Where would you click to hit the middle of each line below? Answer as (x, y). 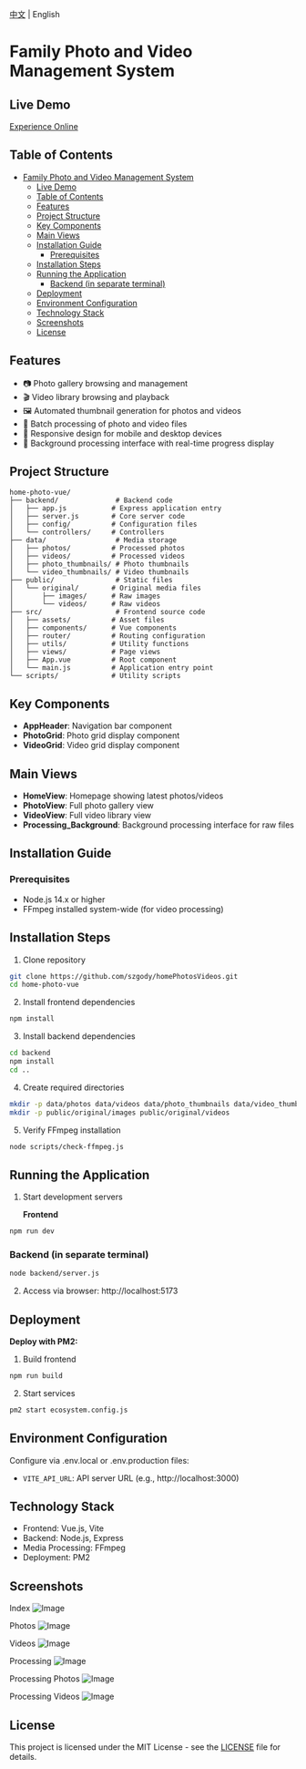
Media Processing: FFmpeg (74, 1548)
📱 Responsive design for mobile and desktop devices (122, 433)
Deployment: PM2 (56, 1558)
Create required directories (73, 1087)
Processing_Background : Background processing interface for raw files (158, 825)
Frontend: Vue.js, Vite (63, 1528)
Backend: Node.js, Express (73, 1538)
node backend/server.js (55, 1274)
